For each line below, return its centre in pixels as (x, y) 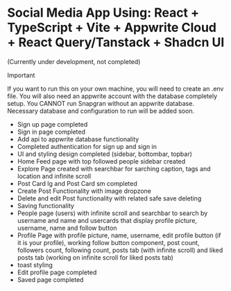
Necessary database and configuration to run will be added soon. (101, 111)
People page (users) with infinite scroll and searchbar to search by (112, 213)
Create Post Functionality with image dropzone (84, 191)
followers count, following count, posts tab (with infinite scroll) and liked (120, 250)
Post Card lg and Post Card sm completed (77, 183)
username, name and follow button (67, 228)
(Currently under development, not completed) (74, 61)
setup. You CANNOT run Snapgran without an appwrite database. (101, 103)
